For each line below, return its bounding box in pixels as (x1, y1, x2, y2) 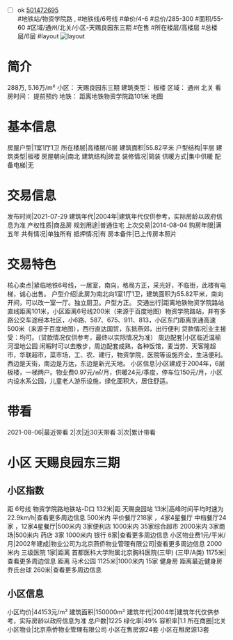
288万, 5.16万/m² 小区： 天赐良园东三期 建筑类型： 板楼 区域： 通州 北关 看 (7, 84, 221, 91)
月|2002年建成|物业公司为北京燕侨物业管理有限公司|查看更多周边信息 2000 (7, 539, 223, 547)
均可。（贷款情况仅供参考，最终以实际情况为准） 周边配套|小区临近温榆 (19, 333, 221, 341)
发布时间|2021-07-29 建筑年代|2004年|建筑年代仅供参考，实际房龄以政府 (7, 212, 217, 220)
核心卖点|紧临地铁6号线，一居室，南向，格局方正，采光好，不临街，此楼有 (7, 281, 220, 289)
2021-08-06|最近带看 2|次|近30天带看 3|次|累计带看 (7, 428, 156, 436)
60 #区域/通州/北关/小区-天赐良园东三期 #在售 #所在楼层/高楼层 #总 (17, 24, 212, 32)
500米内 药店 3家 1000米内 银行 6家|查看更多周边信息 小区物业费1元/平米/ (15, 531, 226, 539)
